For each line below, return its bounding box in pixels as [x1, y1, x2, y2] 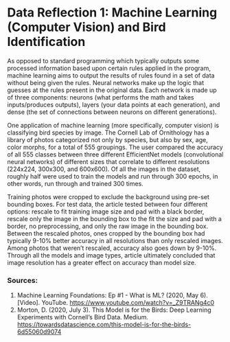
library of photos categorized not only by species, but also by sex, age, [7, 135, 208, 144]
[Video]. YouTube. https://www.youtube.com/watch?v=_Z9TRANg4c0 [16, 299, 215, 307]
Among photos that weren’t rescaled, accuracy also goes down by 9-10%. [7, 244, 217, 252]
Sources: [7, 275, 38, 285]
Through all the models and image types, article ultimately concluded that [7, 251, 216, 259]
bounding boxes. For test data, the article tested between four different [7, 200, 208, 208]
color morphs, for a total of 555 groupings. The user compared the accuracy [7, 143, 223, 151]
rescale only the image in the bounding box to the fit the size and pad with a [7, 214, 222, 223]
